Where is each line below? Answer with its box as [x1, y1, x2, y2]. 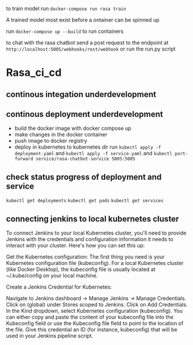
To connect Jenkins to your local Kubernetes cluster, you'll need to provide [6, 229, 187, 237]
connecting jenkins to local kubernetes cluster [6, 214, 180, 224]
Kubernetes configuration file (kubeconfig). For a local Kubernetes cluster [6, 260, 184, 267]
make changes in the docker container [14, 131, 108, 138]
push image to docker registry [14, 138, 88, 145]
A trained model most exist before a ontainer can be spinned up [6, 16, 160, 23]
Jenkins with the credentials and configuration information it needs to [6, 236, 174, 243]
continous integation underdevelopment [6, 89, 157, 99]
